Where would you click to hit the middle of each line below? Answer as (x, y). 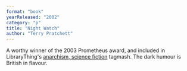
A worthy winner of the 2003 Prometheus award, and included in (86, 50)
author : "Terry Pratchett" (40, 34)
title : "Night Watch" (33, 28)
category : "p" (24, 22)
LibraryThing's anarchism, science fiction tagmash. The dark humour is (94, 57)
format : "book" (25, 12)
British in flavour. (27, 63)
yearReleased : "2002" (33, 17)
